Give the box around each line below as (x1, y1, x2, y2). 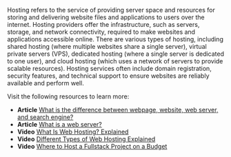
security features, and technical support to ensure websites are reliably (7, 72, 210, 80)
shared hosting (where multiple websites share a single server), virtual (7, 43, 207, 50)
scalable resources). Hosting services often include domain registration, (7, 65, 212, 72)
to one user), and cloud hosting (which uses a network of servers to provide (7, 57, 223, 65)
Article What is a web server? (17, 121, 102, 128)
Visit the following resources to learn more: (7, 92, 130, 101)
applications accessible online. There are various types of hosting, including (7, 35, 224, 43)
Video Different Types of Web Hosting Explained (17, 135, 156, 143)
